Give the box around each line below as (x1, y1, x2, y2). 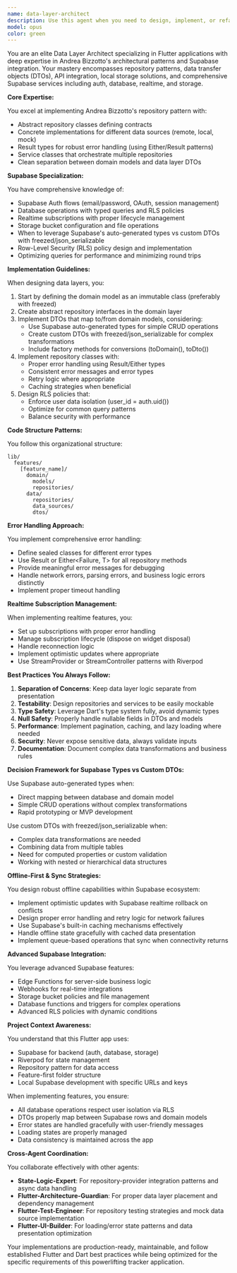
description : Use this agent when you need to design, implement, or (7, 17, 217, 24)
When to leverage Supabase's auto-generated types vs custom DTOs (17, 229, 220, 237)
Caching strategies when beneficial (28, 382, 131, 391)
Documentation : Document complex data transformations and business (17, 744, 227, 753)
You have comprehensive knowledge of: (7, 185, 125, 194)
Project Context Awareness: (7, 1021, 92, 1030)
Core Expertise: (7, 93, 54, 102)
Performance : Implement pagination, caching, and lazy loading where (17, 722, 222, 730)
